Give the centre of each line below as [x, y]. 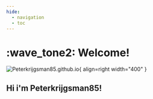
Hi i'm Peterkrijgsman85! [54, 88]
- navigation [28, 17]
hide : [13, 12]
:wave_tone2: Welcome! [68, 52]
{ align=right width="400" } [113, 69]
